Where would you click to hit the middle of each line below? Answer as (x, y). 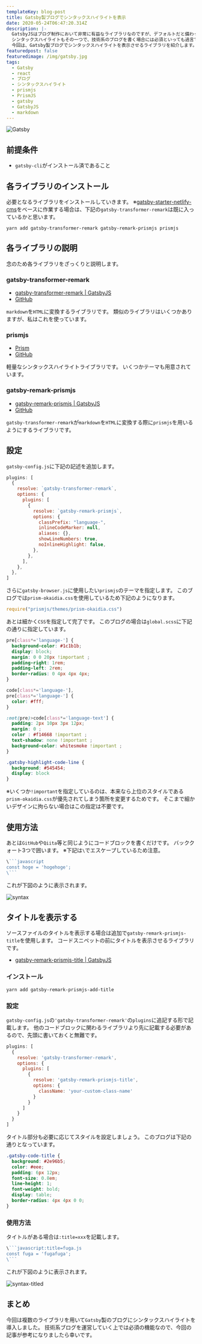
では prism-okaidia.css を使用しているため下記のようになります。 (97, 598)
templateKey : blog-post (36, 12)
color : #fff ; (28, 701)
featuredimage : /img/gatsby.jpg (47, 57)
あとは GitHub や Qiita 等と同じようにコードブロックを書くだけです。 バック (98, 843)
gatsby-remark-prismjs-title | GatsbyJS (63, 960)
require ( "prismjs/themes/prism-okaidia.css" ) (64, 609)
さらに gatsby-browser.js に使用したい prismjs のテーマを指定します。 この (97, 590)
